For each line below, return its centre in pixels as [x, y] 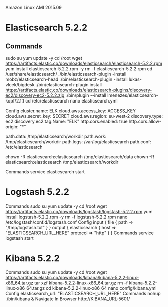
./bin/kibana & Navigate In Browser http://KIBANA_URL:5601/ [68, 299]
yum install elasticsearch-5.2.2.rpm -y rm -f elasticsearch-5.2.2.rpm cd [79, 69]
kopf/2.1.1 [15, 101]
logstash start [19, 238]
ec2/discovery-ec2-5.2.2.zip [35, 95]
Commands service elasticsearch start [45, 172]
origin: [12, 127]
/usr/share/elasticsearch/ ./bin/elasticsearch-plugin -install [66, 74]
